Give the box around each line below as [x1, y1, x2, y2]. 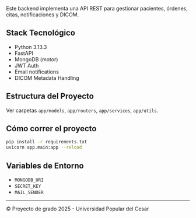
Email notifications [14, 68, 60, 75]
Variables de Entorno [6, 160, 84, 171]
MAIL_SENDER [14, 189, 44, 195]
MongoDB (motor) [14, 55, 58, 63]
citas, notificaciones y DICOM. [6, 11, 79, 18]
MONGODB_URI [14, 177, 44, 183]
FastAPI [14, 50, 33, 57]
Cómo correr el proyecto [6, 124, 97, 133]
